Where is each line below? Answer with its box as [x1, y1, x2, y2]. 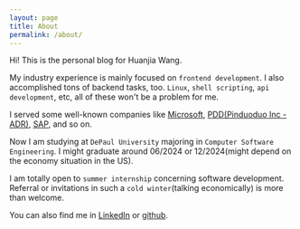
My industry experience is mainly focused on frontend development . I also [9, 72, 285, 83]
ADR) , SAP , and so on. [9, 119, 92, 129]
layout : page [9, 13, 59, 23]
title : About [9, 22, 59, 31]
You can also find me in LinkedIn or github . [9, 210, 169, 221]
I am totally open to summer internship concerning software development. [9, 173, 285, 184]
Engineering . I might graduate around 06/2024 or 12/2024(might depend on [9, 146, 292, 157]
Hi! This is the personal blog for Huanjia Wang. [9, 55, 183, 66]
